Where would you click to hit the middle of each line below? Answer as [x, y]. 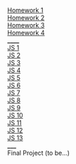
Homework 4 [26, 33]
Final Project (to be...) [39, 153]
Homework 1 [25, 10]
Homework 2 [26, 18]
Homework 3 [26, 25]
